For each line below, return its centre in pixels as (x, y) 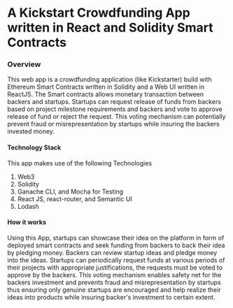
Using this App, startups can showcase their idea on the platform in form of (116, 237)
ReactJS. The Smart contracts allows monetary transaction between (106, 94)
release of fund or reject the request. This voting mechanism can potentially (116, 117)
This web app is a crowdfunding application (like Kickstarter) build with (110, 80)
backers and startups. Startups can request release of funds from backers (114, 102)
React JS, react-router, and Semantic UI (75, 199)
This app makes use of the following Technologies (80, 163)
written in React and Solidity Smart (110, 28)
